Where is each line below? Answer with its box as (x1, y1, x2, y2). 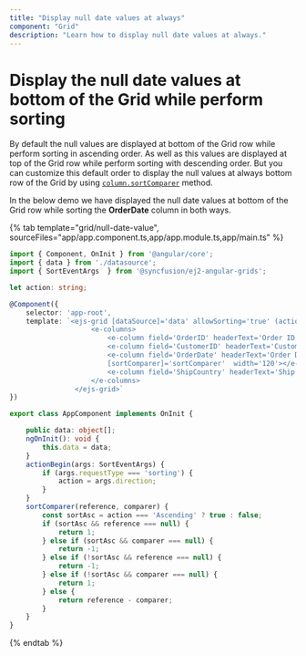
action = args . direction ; (57, 476, 157, 486)
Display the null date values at (9, 69, 241, 90)
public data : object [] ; (25, 426, 117, 435)
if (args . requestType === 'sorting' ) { (42, 468, 194, 477)
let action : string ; (9, 283, 88, 292)
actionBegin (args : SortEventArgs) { (25, 460, 166, 469)
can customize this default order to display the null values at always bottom (9, 168, 293, 179)
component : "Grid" (9, 22, 79, 31)
